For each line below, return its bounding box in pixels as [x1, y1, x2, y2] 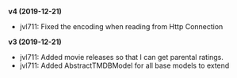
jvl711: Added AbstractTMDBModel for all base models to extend [19, 61, 230, 70]
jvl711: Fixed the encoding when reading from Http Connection [19, 22, 224, 31]
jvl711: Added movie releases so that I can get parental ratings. [19, 53, 224, 61]
